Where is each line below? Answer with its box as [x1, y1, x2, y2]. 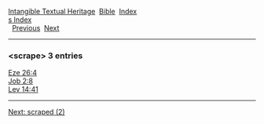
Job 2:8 [8, 76, 34, 86]
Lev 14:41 [8, 85, 38, 94]
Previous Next [11, 24, 60, 32]
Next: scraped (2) [8, 108, 65, 117]
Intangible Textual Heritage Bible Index [8, 7, 137, 16]
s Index [8, 15, 32, 24]
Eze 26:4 [8, 68, 38, 78]
